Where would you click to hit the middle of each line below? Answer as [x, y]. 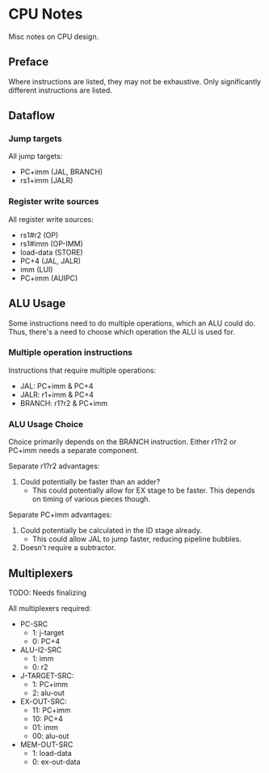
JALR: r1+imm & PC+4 [57, 395]
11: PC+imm [51, 710]
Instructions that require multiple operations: [82, 370]
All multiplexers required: [50, 608]
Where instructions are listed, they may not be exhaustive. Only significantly [134, 81]
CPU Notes [46, 14]
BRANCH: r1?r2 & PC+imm [63, 403]
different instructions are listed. [61, 90]
